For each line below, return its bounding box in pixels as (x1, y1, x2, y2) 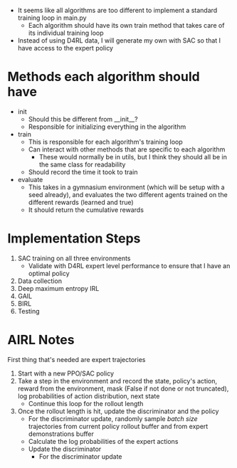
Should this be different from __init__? (28, 115, 138, 123)
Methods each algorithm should (7, 69, 201, 85)
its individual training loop (28, 28, 104, 37)
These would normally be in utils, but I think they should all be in (38, 152, 228, 161)
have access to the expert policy (17, 44, 114, 52)
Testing (17, 307, 41, 315)
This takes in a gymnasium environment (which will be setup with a (28, 183, 226, 191)
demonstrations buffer (28, 430, 95, 438)
